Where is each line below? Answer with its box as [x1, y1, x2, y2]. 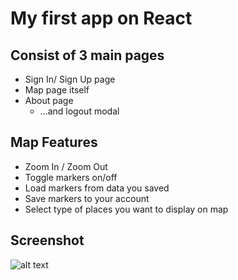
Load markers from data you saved [24, 182, 170, 194]
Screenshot [10, 232, 85, 249]
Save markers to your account [24, 192, 150, 204]
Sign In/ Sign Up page [24, 73, 116, 85]
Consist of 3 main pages [10, 47, 165, 64]
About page [24, 95, 74, 106]
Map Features [10, 134, 98, 151]
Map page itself [24, 84, 90, 96]
